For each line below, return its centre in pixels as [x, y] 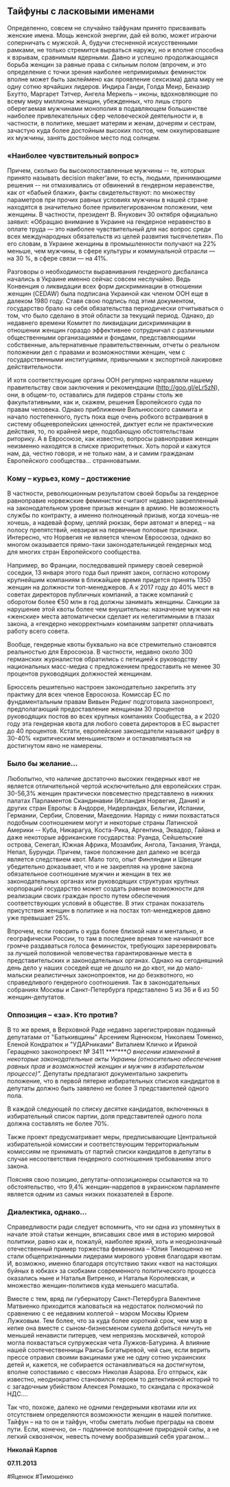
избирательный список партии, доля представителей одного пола [105, 1116]
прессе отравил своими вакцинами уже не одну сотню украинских [106, 1358]
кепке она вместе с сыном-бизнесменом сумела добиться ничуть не [110, 1328]
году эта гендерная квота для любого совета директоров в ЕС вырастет [113, 724]
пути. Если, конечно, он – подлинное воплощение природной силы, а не [113, 1429]
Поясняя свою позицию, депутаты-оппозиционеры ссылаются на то [108, 1179]
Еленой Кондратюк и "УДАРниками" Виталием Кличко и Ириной [102, 1044]
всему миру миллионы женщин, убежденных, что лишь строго [100, 101]
